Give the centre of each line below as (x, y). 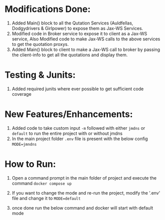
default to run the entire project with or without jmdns (67, 133)
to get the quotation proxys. (40, 44)
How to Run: (30, 164)
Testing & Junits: (40, 75)
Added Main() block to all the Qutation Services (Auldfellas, (73, 23)
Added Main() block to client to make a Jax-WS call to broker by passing (86, 49)
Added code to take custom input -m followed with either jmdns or (78, 128)
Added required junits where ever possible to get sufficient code (78, 89)
